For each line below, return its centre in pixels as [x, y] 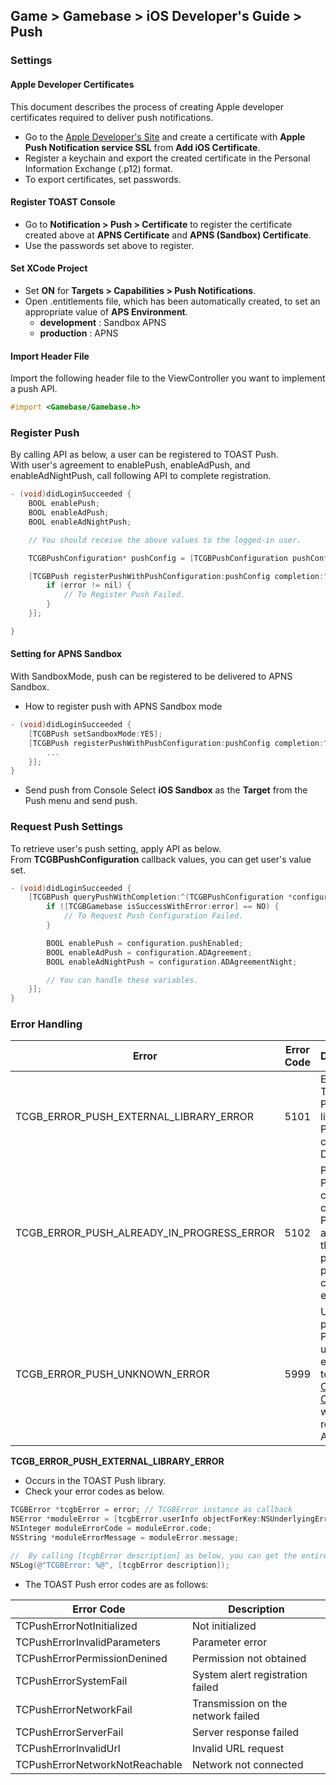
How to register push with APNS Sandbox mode [123, 706]
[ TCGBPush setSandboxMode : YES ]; [95, 734]
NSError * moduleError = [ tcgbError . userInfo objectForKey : [136, 1519]
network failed [225, 1716]
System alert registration [249, 1674]
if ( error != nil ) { [89, 585]
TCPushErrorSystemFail [71, 1681]
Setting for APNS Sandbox [66, 654]
